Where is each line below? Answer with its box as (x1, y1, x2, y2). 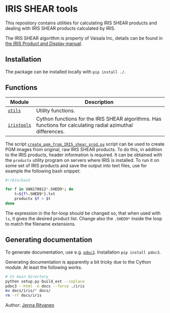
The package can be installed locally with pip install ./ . (5, 68, 126, 75)
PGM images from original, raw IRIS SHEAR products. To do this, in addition (5, 146, 162, 152)
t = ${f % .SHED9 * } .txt (14, 191, 56, 197)
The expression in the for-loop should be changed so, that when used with (5, 210, 161, 216)
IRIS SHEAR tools (5, 3, 78, 15)
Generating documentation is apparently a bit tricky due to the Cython (5, 259, 151, 265)
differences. (36, 128, 65, 135)
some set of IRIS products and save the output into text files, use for (5, 162, 147, 168)
